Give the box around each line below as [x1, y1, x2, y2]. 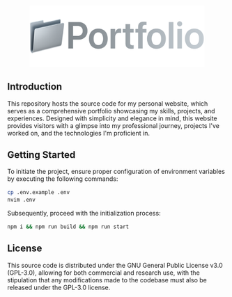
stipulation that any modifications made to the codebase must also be [7, 275, 208, 284]
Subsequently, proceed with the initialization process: [7, 209, 162, 218]
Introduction [7, 81, 63, 93]
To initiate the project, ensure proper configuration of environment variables [7, 168, 225, 176]
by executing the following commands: [7, 175, 118, 183]
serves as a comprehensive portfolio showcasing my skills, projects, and [7, 106, 215, 115]
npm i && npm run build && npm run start [7, 223, 130, 230]
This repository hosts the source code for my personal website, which [7, 99, 208, 108]
